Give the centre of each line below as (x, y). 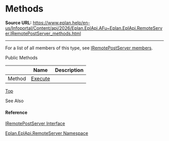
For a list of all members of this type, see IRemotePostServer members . (79, 48)
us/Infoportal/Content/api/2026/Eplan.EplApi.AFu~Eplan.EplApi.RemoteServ (84, 28)
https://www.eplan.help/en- (61, 23)
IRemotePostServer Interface (35, 123)
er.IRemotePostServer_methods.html (43, 33)
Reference (16, 112)
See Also (15, 101)
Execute (40, 79)
